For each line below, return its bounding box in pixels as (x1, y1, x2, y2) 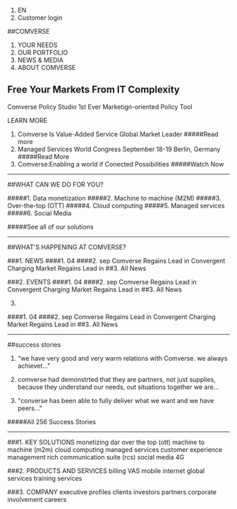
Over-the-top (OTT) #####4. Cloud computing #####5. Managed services (7, 201, 225, 210)
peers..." (17, 404, 42, 412)
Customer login (17, 13, 63, 22)
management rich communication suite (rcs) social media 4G (7, 453, 185, 461)
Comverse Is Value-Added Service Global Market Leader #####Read (17, 130, 219, 138)
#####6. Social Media (7, 208, 72, 217)
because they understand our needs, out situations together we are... (17, 383, 219, 391)
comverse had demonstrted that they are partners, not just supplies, (17, 375, 217, 383)
